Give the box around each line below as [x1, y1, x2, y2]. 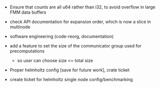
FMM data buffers [9, 9, 47, 15]
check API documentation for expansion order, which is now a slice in [9, 19, 151, 24]
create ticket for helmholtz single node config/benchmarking [9, 77, 133, 82]
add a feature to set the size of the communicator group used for [9, 43, 142, 48]
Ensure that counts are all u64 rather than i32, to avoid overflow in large [9, 4, 156, 10]
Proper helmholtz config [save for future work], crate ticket [9, 67, 129, 73]
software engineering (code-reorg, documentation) [9, 34, 114, 39]
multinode [9, 24, 31, 30]
